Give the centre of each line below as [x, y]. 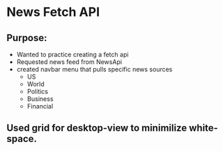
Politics [37, 92]
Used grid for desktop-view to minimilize [97, 128]
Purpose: [27, 38]
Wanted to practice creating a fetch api [72, 54]
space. [22, 139]
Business [40, 99]
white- [203, 128]
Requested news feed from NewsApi [69, 62]
